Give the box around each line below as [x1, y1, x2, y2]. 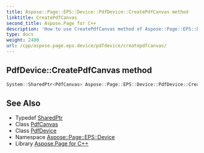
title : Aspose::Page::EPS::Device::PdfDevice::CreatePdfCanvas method [6, 8, 189, 15]
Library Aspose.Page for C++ [15, 140, 89, 148]
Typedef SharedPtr [15, 114, 63, 121]
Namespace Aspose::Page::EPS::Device [15, 134, 115, 141]
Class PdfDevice [15, 127, 57, 134]
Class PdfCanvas [15, 121, 58, 128]
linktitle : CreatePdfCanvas [6, 15, 78, 21]
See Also [6, 98, 41, 108]
